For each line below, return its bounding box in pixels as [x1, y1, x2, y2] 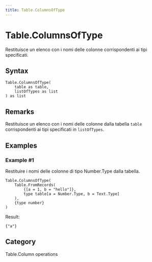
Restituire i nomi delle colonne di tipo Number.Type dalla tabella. [5, 168, 140, 174]
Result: [5, 213, 20, 220]
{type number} [14, 200, 44, 205]
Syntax [5, 66, 29, 75]
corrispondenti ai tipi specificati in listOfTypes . [5, 126, 105, 133]
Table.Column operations [5, 251, 58, 257]
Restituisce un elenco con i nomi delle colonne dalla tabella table [5, 121, 142, 127]
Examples [5, 141, 37, 150]
